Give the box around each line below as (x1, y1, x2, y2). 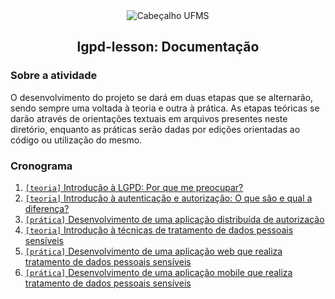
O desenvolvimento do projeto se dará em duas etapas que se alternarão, (10, 91, 314, 103)
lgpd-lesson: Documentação (76, 39, 260, 56)
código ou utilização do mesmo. (10, 134, 143, 146)
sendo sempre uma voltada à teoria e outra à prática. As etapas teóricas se (10, 102, 320, 114)
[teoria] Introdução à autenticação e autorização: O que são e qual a (24, 192, 313, 204)
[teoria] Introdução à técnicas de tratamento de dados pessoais (24, 224, 294, 236)
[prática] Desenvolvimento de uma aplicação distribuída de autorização (24, 213, 325, 225)
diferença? (24, 202, 70, 214)
